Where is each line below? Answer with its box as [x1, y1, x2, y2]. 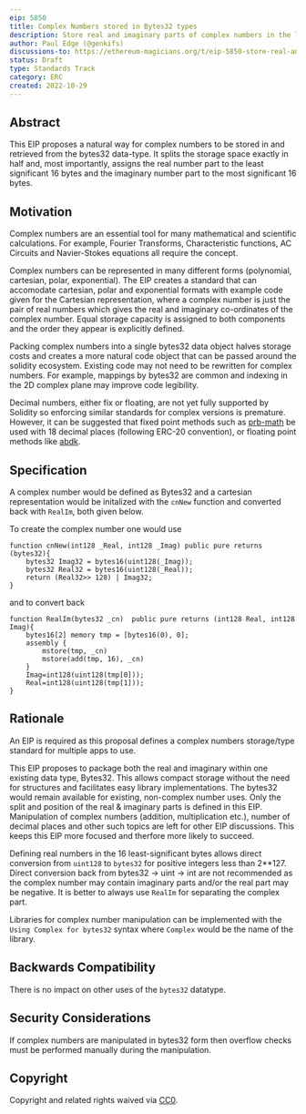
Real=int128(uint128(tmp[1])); [25, 679, 145, 688]
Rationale [9, 711, 65, 727]
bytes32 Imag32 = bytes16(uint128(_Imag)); [25, 557, 194, 567]
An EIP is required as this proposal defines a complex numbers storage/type [9, 735, 295, 746]
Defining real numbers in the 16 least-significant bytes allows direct [9, 848, 262, 859]
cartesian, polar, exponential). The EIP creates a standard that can [9, 275, 258, 286]
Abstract [9, 115, 61, 130]
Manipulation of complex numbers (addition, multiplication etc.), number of [9, 811, 291, 822]
